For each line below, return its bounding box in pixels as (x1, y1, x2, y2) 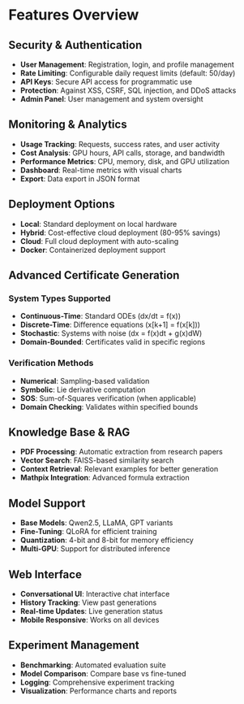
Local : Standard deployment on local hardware (19, 219, 178, 228)
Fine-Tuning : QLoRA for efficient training (19, 527, 157, 537)
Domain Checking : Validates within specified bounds (19, 402, 199, 411)
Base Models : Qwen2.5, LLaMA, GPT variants (19, 518, 173, 528)
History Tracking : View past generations (19, 598, 157, 607)
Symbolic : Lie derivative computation (19, 385, 146, 394)
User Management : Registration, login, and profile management (19, 59, 235, 69)
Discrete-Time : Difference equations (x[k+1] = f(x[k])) (19, 319, 201, 330)
